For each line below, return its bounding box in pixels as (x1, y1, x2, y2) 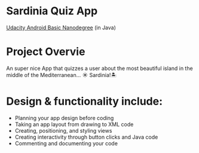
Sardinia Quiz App (6, 4, 98, 18)
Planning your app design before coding (14, 114, 114, 121)
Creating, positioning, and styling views (14, 127, 112, 134)
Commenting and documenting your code (14, 139, 118, 147)
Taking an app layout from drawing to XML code (14, 121, 134, 128)
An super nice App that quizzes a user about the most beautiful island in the (6, 65, 193, 72)
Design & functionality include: (6, 94, 163, 108)
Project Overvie (6, 45, 85, 59)
